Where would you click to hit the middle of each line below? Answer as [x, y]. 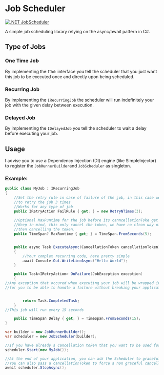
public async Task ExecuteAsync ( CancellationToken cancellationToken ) [87, 247]
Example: [16, 178]
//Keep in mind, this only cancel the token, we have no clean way [84, 225]
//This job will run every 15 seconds [44, 310]
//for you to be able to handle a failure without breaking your [73, 288]
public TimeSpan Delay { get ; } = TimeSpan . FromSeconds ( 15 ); [77, 319]
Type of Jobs [25, 47]
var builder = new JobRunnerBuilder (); [46, 332]
